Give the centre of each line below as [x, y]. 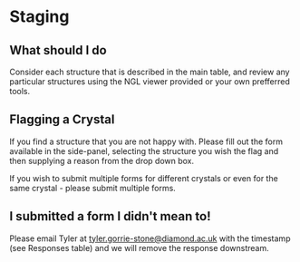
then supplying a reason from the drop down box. [102, 160]
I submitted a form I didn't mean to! [110, 216]
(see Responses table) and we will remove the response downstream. [139, 247]
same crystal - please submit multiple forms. [93, 188]
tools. [20, 91]
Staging [39, 17]
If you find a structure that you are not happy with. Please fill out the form [146, 141]
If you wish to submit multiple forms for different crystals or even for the [144, 178]
